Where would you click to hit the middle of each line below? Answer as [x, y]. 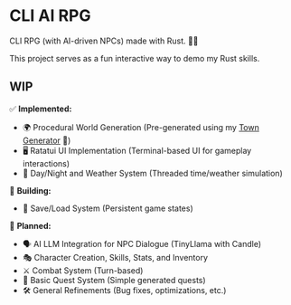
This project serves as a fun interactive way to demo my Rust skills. [135, 58]
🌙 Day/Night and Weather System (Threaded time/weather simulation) [152, 173]
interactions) [46, 163]
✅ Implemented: [41, 109]
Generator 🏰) [47, 140]
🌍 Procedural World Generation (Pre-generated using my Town [141, 127]
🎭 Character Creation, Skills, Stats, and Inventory [115, 257]
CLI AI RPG [50, 16]
